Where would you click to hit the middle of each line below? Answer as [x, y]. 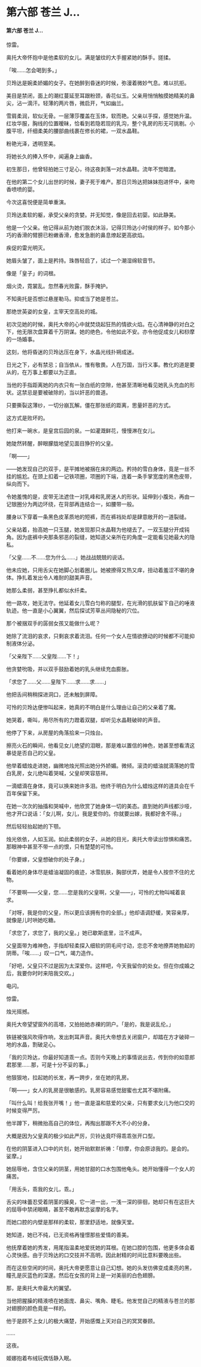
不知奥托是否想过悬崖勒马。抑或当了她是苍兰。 [64, 299]
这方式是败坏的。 [27, 418]
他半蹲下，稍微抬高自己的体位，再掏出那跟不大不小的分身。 [80, 1123]
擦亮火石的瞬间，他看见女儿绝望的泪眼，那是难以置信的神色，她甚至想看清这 [100, 746]
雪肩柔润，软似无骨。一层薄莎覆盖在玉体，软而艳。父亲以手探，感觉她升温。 [100, 116]
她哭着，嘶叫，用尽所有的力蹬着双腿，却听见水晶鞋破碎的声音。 [85, 720]
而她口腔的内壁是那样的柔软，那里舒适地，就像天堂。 [72, 1222]
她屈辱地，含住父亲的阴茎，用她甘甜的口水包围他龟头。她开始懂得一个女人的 [100, 1169]
